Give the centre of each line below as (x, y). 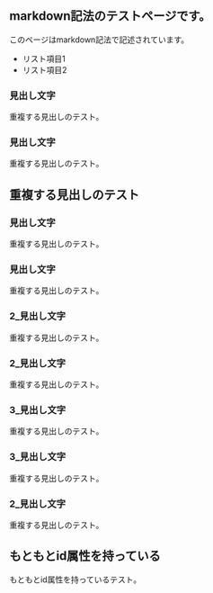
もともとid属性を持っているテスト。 (75, 580)
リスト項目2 (44, 69)
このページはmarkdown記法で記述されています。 (99, 40)
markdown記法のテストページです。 (110, 16)
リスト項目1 (44, 58)
